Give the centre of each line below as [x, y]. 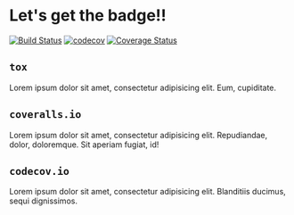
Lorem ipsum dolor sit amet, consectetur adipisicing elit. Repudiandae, [139, 135]
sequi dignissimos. [44, 201]
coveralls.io [45, 115]
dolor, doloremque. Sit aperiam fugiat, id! [84, 145]
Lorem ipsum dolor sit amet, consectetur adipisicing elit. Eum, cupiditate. [143, 87]
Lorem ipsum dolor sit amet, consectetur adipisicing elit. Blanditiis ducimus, [148, 192]
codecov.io [39, 171]
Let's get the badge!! [88, 16]
